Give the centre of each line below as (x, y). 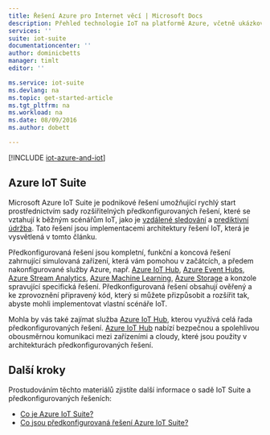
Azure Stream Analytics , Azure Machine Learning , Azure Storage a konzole (133, 278)
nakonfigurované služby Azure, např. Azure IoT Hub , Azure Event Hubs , (127, 269)
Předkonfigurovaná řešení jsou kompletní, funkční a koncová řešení (119, 252)
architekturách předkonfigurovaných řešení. (81, 345)
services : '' (30, 31)
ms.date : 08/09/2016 (43, 120)
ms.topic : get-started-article (61, 97)
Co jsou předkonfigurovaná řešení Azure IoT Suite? (104, 422)
